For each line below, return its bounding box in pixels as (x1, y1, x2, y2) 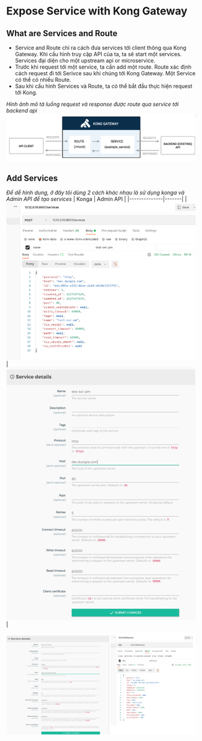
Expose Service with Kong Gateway (6, 4, 188, 18)
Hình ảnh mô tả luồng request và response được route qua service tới (6, 101, 179, 108)
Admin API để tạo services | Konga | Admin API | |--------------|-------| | (6, 196, 188, 203)
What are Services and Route (6, 28, 118, 39)
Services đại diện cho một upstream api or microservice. (14, 57, 156, 64)
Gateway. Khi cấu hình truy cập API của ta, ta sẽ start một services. (14, 51, 182, 58)
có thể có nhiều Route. (14, 76, 71, 83)
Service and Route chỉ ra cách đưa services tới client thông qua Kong (14, 44, 186, 51)
